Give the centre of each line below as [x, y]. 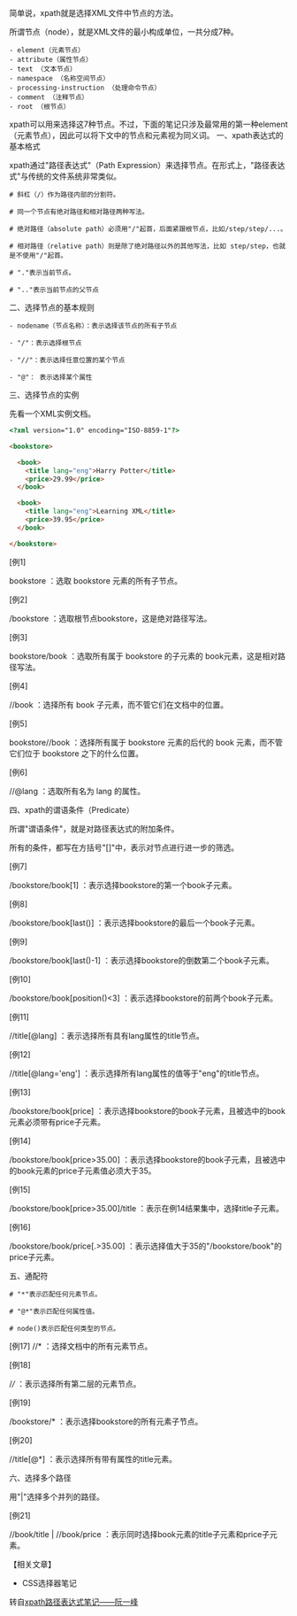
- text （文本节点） [43, 69]
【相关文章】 [32, 1564]
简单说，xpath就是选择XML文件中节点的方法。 [94, 13]
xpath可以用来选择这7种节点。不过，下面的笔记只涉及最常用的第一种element [148, 124]
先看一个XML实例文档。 [53, 414]
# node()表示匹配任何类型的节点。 [65, 1328]
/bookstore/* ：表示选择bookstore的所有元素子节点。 [106, 1421]
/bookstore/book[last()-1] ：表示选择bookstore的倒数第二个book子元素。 [141, 960]
